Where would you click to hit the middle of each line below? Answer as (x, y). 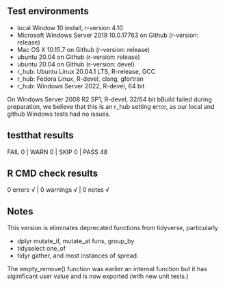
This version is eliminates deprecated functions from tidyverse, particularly (113, 228)
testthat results (40, 135)
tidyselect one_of (41, 249)
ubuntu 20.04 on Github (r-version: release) (78, 57)
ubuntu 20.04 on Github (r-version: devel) (76, 64)
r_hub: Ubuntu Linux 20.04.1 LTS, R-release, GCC (86, 71)
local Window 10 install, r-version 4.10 (70, 27)
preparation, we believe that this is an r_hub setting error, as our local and (111, 106)
